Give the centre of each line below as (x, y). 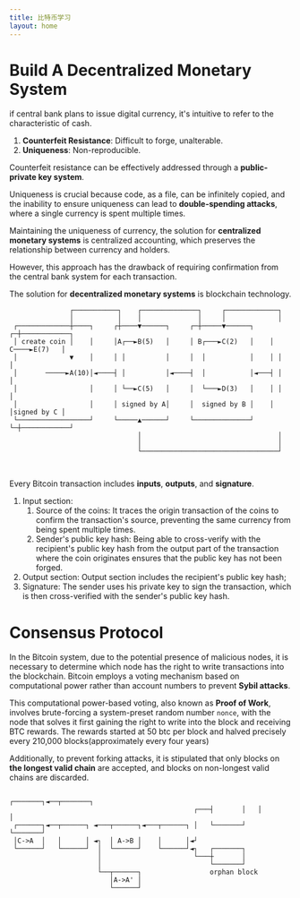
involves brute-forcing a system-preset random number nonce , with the (140, 713)
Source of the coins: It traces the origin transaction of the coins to (157, 510)
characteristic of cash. (51, 124)
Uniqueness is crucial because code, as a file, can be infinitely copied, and (147, 194)
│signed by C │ (38, 413)
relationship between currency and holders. (90, 250)
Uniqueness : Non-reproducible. (81, 150)
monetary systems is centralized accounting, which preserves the (133, 240)
